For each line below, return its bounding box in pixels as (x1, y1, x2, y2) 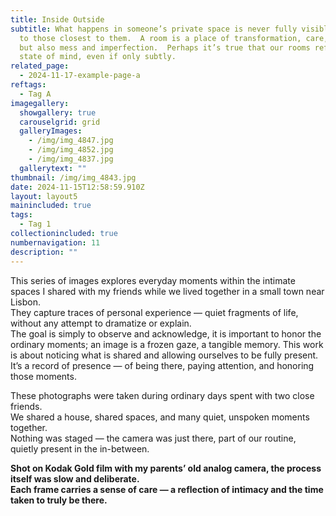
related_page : (10, 61, 70, 71)
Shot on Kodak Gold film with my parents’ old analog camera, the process (10, 462, 322, 474)
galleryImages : (19, 126, 83, 136)
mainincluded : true (10, 201, 92, 211)
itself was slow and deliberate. (10, 472, 140, 485)
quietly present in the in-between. (10, 442, 150, 455)
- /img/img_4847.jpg (28, 136, 114, 146)
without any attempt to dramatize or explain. (10, 317, 192, 329)
